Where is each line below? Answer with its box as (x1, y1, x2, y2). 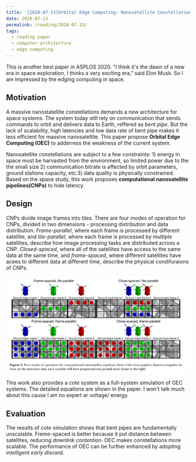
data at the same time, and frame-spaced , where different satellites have (6, 252, 181, 259)
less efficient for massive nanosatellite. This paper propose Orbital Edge (6, 133, 181, 140)
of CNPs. (6, 264, 28, 271)
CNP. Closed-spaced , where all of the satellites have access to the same (6, 245, 181, 252)
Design (6, 199, 33, 209)
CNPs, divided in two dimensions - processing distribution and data (6, 220, 169, 228)
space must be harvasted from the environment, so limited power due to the (6, 157, 189, 164)
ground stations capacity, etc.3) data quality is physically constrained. (6, 169, 174, 176)
